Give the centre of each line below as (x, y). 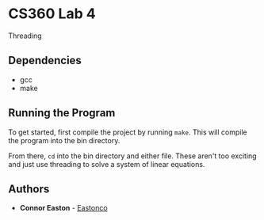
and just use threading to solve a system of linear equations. (107, 164)
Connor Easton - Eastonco (64, 208)
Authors (29, 189)
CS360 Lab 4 (52, 14)
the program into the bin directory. (64, 140)
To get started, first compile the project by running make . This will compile (128, 132)
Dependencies (45, 61)
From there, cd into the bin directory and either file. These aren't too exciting (132, 156)
